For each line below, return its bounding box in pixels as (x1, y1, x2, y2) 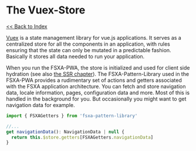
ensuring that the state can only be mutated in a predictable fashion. (6, 46, 171, 53)
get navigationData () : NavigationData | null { (6, 129, 125, 135)
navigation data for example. (6, 101, 75, 108)
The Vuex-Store (6, 4, 86, 17)
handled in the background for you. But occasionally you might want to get (6, 95, 187, 102)
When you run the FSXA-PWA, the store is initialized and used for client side (6, 64, 190, 71)
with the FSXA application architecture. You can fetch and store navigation (6, 83, 186, 90)
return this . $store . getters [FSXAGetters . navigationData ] (11, 134, 154, 140)
